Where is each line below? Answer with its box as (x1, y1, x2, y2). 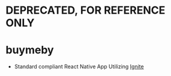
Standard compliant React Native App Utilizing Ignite (14, 63, 145, 70)
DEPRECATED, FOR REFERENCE (5, 4, 166, 17)
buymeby (5, 43, 55, 57)
